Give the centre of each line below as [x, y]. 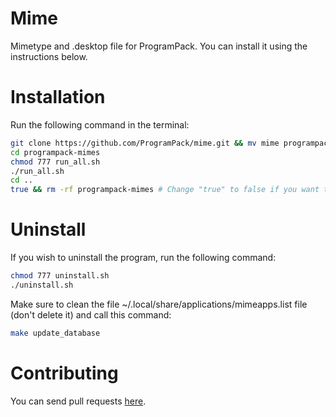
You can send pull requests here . [78, 401]
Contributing [64, 373]
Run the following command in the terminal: [100, 124]
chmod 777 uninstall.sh [60, 276]
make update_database [55, 333]
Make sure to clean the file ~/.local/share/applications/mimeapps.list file [159, 304]
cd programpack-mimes [55, 152]
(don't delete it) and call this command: [91, 314]
